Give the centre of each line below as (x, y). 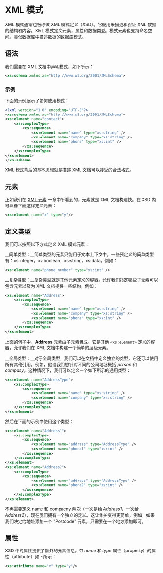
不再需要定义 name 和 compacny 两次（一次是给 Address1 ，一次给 (72, 509)
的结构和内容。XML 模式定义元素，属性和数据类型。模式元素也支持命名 (77, 30)
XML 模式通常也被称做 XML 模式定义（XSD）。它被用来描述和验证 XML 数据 (81, 24)
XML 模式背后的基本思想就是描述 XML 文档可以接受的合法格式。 (70, 170)
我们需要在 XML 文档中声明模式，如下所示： (49, 66)
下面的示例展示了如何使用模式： (37, 100)
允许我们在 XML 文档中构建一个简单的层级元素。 (62, 347)
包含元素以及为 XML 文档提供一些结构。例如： (51, 286)
